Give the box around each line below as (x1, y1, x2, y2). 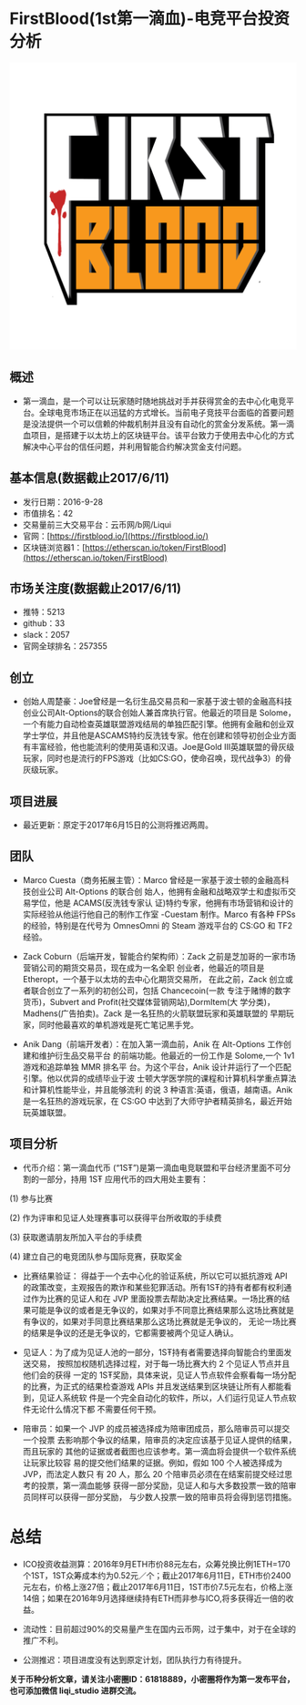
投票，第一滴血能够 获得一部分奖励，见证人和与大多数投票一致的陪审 (38, 1480, 297, 1491)
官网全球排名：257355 (22, 641, 107, 652)
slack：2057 (22, 630, 70, 641)
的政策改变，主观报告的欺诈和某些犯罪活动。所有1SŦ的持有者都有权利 (22, 1281, 284, 1292)
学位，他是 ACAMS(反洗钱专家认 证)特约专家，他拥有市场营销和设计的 (30, 897, 294, 908)
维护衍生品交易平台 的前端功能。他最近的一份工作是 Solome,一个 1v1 (38, 1050, 295, 1061)
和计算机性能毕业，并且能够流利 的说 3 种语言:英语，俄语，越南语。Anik (22, 1084, 293, 1094)
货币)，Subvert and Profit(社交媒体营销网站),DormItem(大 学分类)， (22, 996, 275, 1007)
